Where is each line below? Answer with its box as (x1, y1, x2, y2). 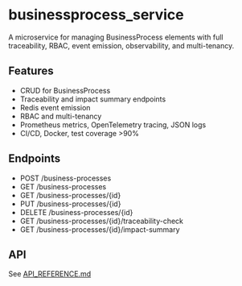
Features (8, 64, 54, 78)
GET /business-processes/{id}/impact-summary (19, 224, 180, 234)
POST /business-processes (19, 173, 112, 183)
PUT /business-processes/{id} (19, 199, 121, 209)
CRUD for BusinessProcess (19, 85, 111, 95)
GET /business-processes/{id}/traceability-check (19, 216, 183, 226)
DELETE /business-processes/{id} (19, 207, 133, 217)
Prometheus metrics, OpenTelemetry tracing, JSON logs (19, 119, 207, 130)
